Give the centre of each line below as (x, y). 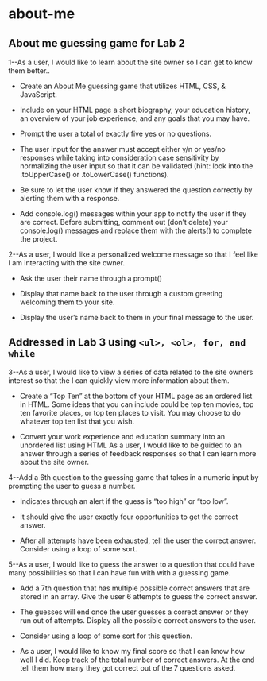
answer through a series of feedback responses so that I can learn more (138, 453)
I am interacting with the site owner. (67, 263)
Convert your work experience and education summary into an (122, 436)
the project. (39, 239)
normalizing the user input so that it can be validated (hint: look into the (136, 166)
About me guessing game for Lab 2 (97, 43)
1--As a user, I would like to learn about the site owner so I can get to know (130, 62)
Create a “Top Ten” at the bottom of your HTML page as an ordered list (136, 396)
